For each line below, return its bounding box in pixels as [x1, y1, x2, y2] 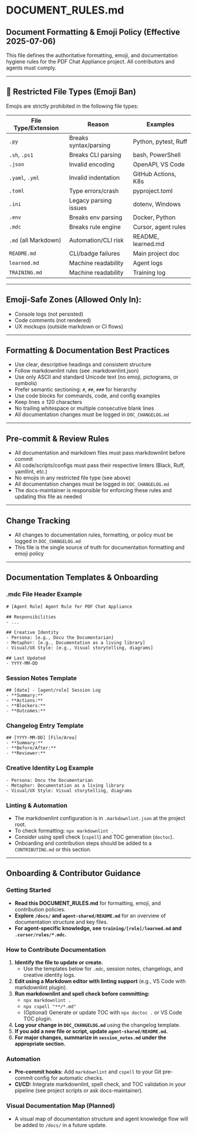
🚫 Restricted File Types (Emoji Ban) [6, 87, 137, 97]
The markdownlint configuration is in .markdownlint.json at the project [14, 814, 186, 821]
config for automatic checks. [34, 1075, 104, 1082]
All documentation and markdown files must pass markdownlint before [14, 449, 186, 456]
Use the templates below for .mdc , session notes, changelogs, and [23, 965, 184, 972]
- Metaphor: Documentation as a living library [6, 782, 125, 788]
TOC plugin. [23, 1015, 53, 1022]
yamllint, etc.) [14, 468, 48, 475]
